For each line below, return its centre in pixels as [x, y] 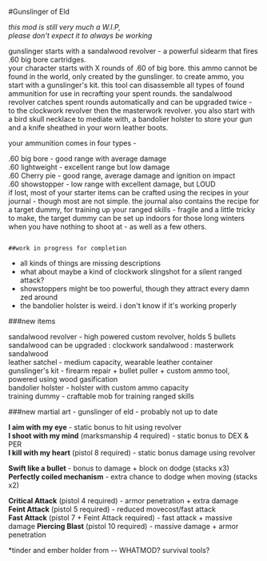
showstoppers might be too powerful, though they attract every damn [134, 289]
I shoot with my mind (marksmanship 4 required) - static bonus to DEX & [129, 436]
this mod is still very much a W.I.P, [65, 27]
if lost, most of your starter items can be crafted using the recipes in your [129, 192]
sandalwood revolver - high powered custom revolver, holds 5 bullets [122, 337]
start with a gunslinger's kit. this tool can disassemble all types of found [127, 85]
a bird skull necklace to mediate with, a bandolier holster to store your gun [130, 119]
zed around [39, 297]
